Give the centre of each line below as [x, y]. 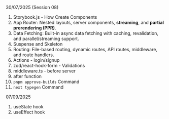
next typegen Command [38, 87]
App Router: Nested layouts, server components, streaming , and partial [88, 23]
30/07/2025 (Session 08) [32, 7]
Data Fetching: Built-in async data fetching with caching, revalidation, [86, 33]
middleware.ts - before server [44, 71]
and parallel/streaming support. [46, 38]
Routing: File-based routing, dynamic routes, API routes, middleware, [85, 49]
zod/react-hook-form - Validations [49, 66]
